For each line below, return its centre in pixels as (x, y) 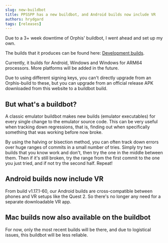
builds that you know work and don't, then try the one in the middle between (84, 153)
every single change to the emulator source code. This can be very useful (81, 122)
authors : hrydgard (24, 19)
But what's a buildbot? (41, 104)
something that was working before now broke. (54, 132)
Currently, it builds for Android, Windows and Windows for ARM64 (74, 63)
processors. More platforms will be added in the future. (62, 68)
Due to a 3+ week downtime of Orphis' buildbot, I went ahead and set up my (84, 38)
